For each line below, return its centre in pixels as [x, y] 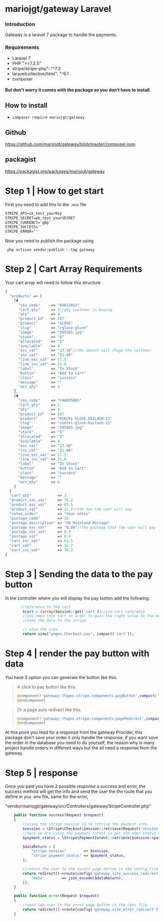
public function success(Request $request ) [59, 815]
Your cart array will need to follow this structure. [53, 283]
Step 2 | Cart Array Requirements [74, 269]
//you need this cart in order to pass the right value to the [88, 616]
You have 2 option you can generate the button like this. [61, 677]
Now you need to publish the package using [49, 241]
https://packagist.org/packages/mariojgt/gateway [55, 171]
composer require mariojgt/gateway [48, 118]
